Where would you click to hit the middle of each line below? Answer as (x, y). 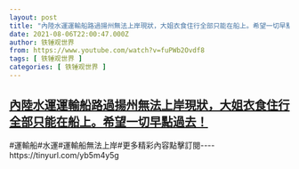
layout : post (33, 17)
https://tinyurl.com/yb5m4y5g (65, 155)
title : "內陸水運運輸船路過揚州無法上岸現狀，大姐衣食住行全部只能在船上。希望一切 (145, 26)
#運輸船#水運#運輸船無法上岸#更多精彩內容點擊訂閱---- (112, 145)
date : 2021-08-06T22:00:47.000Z (69, 34)
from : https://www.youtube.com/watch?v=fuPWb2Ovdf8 (107, 51)
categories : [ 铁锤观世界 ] (58, 68)
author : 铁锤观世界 (42, 42)
